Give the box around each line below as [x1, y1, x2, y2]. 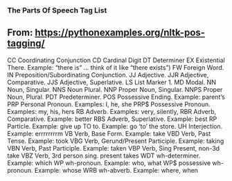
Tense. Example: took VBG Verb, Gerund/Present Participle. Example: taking [7, 137, 224, 145]
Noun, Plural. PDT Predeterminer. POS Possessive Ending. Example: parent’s [7, 93, 225, 101]
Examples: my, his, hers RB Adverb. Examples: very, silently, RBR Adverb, [7, 107, 217, 115]
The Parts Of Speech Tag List [7, 6, 107, 15]
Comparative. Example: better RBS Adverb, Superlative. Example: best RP [7, 115, 217, 123]
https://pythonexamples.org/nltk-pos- [34, 27, 206, 39]
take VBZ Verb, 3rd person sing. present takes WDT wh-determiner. [7, 151, 201, 160]
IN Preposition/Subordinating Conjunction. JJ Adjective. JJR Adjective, [7, 70, 209, 79]
